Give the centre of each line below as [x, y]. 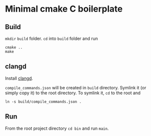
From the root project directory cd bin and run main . [57, 128]
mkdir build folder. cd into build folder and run [52, 38]
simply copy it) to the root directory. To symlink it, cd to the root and [73, 93]
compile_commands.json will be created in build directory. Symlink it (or [76, 87]
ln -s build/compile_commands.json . [43, 102]
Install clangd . [19, 78]
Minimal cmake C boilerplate [64, 9]
